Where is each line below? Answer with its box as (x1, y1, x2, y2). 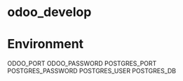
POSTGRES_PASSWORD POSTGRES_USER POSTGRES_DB (7, 67, 177, 75)
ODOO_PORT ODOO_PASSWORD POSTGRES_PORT (7, 59, 157, 68)
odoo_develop (7, 4, 92, 20)
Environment (7, 36, 84, 52)
